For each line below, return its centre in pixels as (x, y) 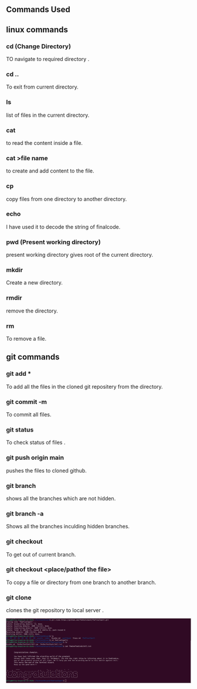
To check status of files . (36, 443)
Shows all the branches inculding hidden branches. (68, 527)
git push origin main (35, 458)
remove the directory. (32, 311)
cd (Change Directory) (39, 46)
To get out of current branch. (41, 554)
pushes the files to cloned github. (46, 470)
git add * (18, 374)
